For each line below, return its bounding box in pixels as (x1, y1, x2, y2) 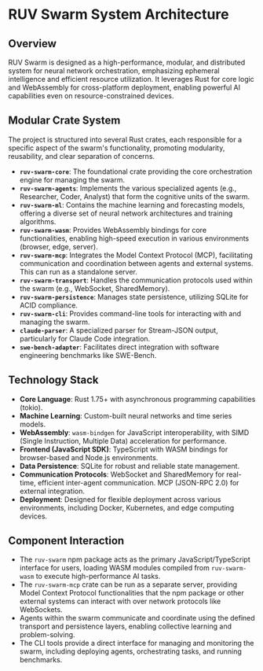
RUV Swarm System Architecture (8, 6, 229, 24)
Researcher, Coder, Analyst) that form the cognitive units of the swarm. (19, 191, 250, 201)
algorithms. (19, 216, 57, 226)
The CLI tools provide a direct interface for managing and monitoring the (19, 639, 254, 648)
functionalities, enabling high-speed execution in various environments (19, 234, 250, 243)
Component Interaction (8, 534, 125, 547)
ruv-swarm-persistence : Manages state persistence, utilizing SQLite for (19, 292, 249, 301)
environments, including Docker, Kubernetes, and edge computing (19, 503, 235, 512)
